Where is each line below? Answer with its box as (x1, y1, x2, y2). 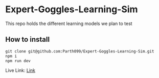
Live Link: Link (5, 67, 36, 73)
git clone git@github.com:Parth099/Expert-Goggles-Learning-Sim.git (5, 48, 154, 54)
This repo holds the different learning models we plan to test (5, 20, 132, 27)
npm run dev (5, 58, 31, 63)
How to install (5, 35, 50, 44)
